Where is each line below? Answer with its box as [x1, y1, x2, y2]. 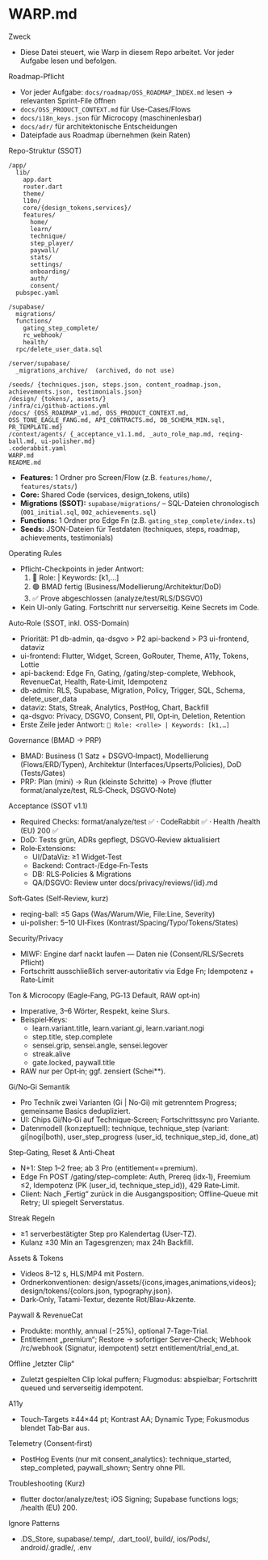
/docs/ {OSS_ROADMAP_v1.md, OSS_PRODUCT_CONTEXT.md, [8, 409, 190, 417]
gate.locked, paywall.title [31, 1057, 115, 1067]
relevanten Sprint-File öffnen [19, 95, 116, 105]
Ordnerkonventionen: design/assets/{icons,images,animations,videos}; [19, 1277, 257, 1287]
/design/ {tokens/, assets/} [8, 394, 107, 403]
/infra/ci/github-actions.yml [8, 402, 111, 410]
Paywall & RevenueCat [8, 1310, 83, 1320]
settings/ [29, 260, 63, 268]
